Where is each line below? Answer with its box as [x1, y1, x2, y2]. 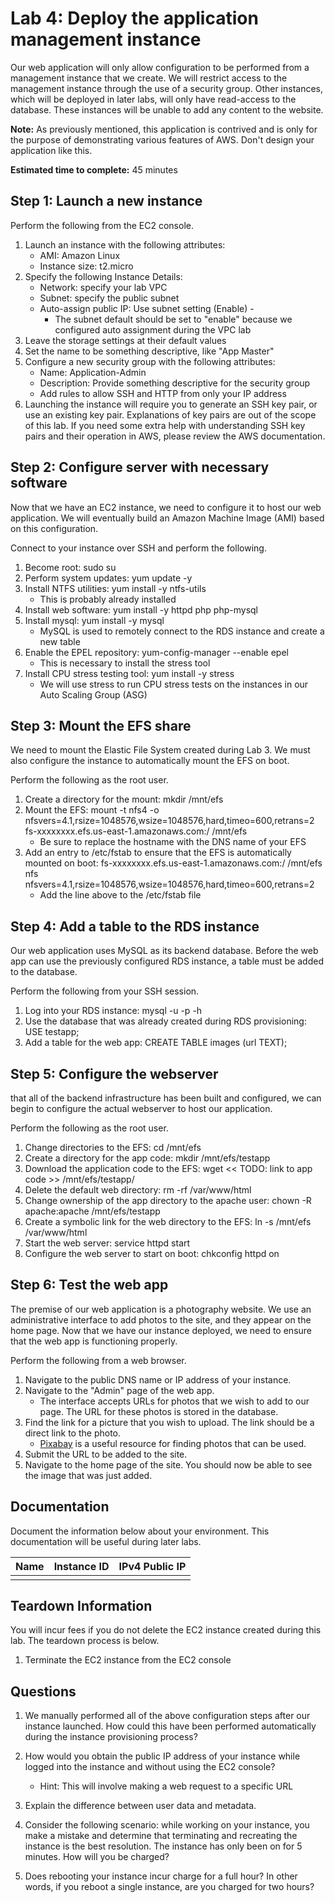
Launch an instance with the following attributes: [24, 238, 226, 251]
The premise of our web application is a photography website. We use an [10, 1303, 312, 1315]
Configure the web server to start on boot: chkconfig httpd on [24, 1248, 280, 1259]
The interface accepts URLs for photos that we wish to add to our [39, 1395, 310, 1407]
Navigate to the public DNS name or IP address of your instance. [24, 1373, 292, 1386]
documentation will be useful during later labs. [10, 1535, 202, 1547]
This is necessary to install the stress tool [39, 657, 211, 669]
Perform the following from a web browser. [10, 1354, 187, 1366]
